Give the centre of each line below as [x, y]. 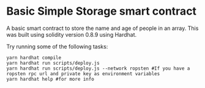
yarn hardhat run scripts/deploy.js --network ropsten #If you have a [98, 68]
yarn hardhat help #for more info [50, 79]
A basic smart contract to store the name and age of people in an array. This [102, 28]
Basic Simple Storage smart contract [102, 11]
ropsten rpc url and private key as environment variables [83, 74]
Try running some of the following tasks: [57, 46]
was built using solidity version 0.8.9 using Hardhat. [72, 34]
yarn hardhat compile [34, 57]
